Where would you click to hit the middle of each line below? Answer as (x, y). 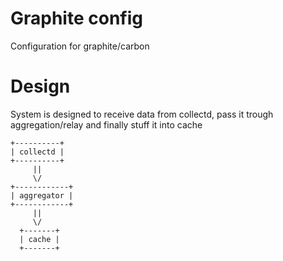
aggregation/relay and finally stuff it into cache (106, 124)
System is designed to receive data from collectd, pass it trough (142, 114)
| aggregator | (42, 195)
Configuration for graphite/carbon (80, 46)
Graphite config (76, 18)
